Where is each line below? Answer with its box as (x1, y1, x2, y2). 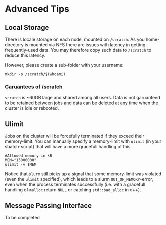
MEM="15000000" (5, 158, 37, 163)
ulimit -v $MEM (5, 162, 37, 167)
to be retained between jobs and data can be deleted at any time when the (5, 100, 158, 106)
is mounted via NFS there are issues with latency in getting (24, 42, 146, 48)
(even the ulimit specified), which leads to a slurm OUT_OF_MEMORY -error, (5, 176, 153, 182)
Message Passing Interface (5, 201, 92, 210)
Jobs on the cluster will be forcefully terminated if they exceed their (5, 133, 145, 139)
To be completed (5, 214, 40, 220)
